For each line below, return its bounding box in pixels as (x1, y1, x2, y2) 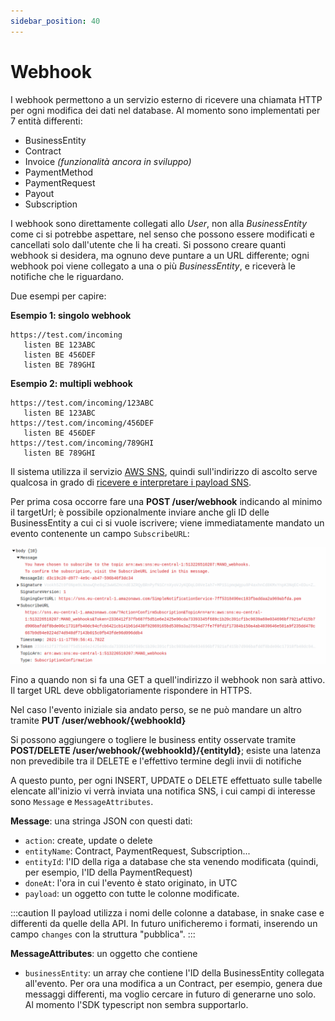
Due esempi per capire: (10, 290, 107, 302)
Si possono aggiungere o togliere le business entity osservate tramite (10, 733, 297, 745)
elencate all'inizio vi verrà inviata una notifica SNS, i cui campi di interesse (10, 785, 316, 797)
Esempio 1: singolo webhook (10, 309, 132, 321)
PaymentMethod (24, 166, 94, 178)
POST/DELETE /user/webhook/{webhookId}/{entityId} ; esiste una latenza (10, 744, 322, 756)
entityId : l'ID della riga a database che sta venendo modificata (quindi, (24, 855, 319, 867)
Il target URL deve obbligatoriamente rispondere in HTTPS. (10, 684, 253, 696)
